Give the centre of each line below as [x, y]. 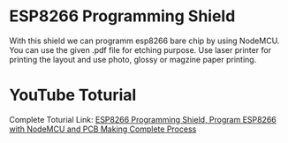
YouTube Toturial [73, 95]
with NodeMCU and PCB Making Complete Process [103, 129]
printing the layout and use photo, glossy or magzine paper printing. [133, 59]
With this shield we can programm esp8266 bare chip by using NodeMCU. [144, 41]
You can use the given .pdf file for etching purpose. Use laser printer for [140, 49]
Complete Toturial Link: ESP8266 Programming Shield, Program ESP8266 [143, 119]
